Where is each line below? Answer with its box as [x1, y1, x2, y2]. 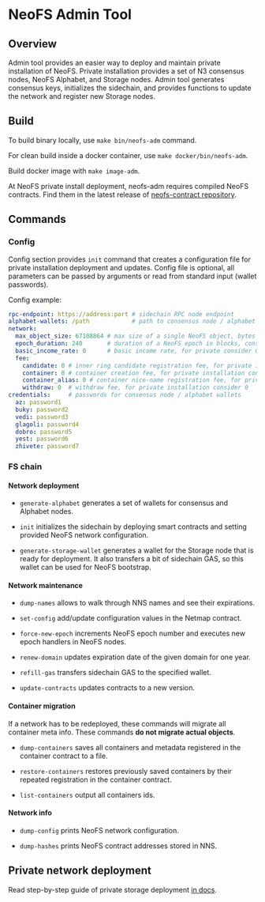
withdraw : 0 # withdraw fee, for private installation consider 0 [22, 383, 248, 392]
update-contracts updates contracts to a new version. [19, 683, 196, 693]
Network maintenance [8, 580, 83, 590]
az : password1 [15, 398, 62, 406]
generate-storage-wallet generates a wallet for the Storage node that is [19, 545, 254, 555]
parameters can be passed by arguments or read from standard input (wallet [8, 271, 257, 281]
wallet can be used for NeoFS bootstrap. [19, 563, 151, 572]
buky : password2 [15, 406, 69, 413]
